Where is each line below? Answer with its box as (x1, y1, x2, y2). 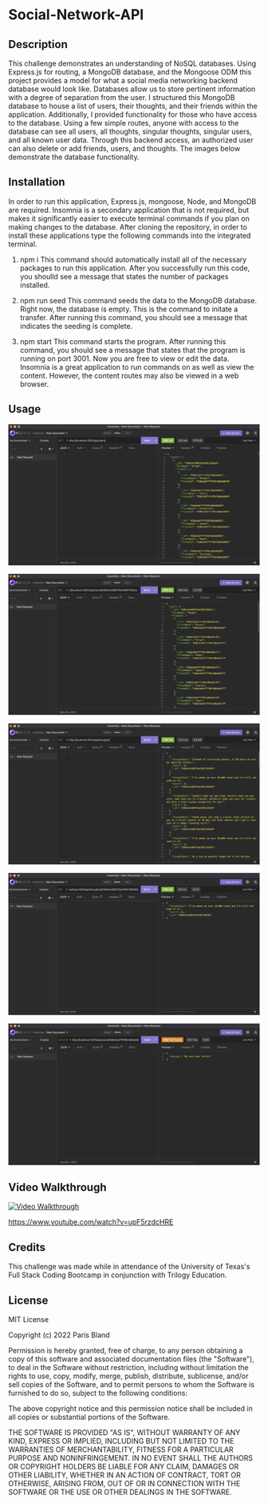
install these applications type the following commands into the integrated (8, 230, 251, 240)
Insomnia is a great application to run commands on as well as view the (19, 362, 254, 371)
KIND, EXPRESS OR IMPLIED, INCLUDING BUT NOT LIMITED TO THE (8, 1437, 235, 1446)
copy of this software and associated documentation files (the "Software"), (8, 1354, 255, 1364)
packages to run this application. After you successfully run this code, (19, 263, 250, 273)
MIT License (8, 1315, 49, 1325)
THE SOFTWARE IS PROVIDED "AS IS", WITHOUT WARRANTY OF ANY (8, 1428, 241, 1437)
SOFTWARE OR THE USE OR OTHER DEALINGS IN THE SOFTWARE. (8, 1487, 232, 1497)
